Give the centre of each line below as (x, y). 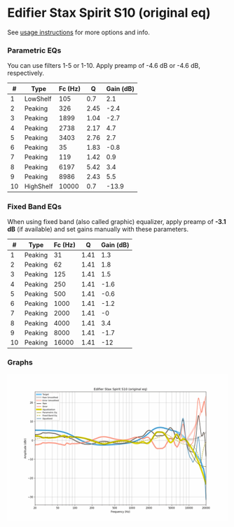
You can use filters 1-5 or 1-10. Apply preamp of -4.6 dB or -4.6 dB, (104, 66)
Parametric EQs (34, 50)
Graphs (20, 363)
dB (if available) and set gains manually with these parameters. (98, 230)
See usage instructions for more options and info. (79, 32)
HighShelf (39, 186)
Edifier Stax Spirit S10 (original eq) (109, 13)
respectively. (26, 73)
